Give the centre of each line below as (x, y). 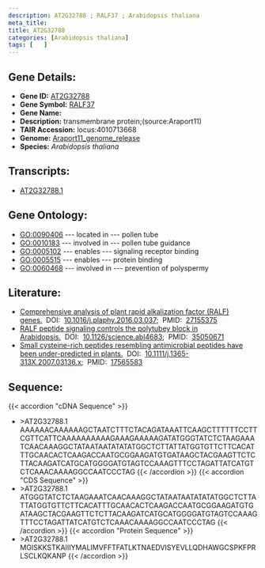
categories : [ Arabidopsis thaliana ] (68, 38)
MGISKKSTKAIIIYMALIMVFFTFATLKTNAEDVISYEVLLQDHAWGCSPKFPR (138, 547)
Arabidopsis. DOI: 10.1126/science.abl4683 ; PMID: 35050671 (122, 337)
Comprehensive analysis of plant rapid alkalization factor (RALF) (124, 312)
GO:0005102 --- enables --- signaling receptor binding (109, 251)
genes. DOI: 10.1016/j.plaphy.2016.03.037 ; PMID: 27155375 (118, 320)
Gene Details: (42, 77)
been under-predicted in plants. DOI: (80, 354)
